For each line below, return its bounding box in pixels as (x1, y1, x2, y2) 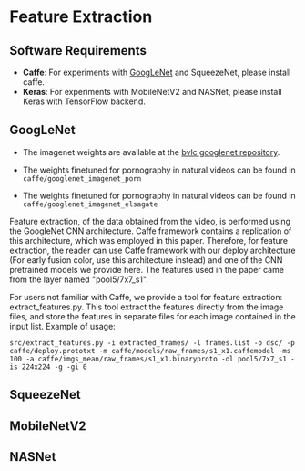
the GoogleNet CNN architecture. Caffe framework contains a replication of (9, 225, 292, 236)
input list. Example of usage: (9, 320, 116, 331)
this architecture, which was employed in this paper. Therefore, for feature (9, 235, 289, 246)
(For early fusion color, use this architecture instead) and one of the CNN (9, 254, 283, 266)
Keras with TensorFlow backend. (22, 96, 146, 107)
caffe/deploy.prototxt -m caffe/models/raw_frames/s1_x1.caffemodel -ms (9, 346, 291, 355)
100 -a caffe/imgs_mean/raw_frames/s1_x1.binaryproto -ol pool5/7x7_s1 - (9, 354, 296, 363)
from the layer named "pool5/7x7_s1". (9, 274, 148, 285)
